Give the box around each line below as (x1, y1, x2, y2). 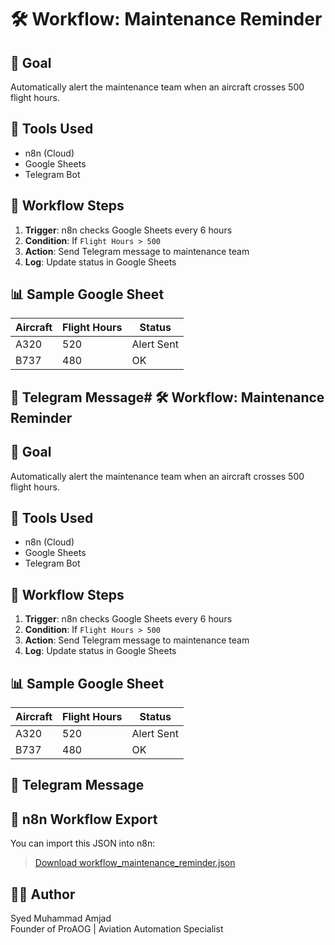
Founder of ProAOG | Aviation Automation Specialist (10, 923, 224, 935)
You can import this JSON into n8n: (10, 837, 156, 850)
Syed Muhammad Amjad (10, 912, 112, 925)
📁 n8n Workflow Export (10, 811, 158, 828)
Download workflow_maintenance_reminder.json (34, 857, 236, 869)
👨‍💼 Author (10, 886, 76, 903)
